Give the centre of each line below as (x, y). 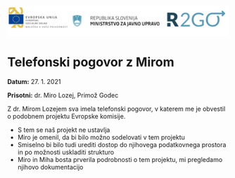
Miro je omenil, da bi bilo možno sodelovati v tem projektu (101, 137)
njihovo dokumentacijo (50, 167)
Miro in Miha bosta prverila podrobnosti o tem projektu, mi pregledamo (120, 159)
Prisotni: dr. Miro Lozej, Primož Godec (63, 95)
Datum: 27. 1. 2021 (34, 81)
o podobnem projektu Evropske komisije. (66, 116)
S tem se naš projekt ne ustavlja (64, 130)
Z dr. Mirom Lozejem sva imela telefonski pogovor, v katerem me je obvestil (116, 109)
